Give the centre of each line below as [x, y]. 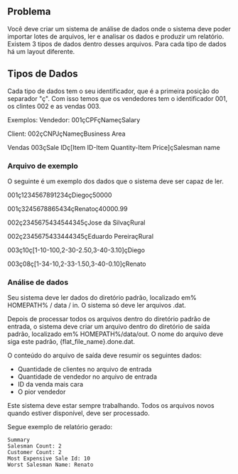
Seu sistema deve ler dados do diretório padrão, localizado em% [102, 298]
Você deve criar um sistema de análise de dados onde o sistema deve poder [119, 28]
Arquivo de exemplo [43, 166]
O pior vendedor [42, 392]
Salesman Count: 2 [34, 446]
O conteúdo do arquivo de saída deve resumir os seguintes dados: [105, 355]
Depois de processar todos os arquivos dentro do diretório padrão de [109, 319]
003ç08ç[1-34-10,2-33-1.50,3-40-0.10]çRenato [77, 264]
